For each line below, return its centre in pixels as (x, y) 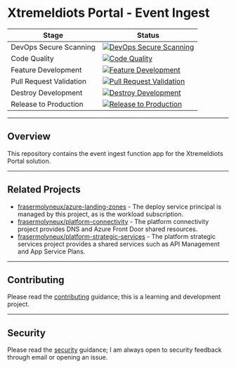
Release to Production (47, 104)
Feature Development (46, 70)
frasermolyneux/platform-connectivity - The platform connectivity (113, 221)
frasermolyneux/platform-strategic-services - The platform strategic (117, 236)
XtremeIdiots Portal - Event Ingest (109, 13)
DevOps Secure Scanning (53, 47)
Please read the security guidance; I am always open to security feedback (114, 350)
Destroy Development (47, 93)
